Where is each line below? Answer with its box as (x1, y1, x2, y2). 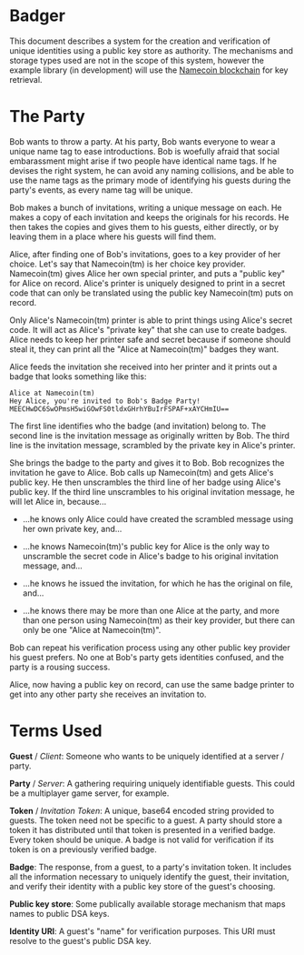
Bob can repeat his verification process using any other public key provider (9, 642, 290, 653)
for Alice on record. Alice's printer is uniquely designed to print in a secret (9, 277, 286, 288)
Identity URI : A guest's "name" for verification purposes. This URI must (9, 925, 276, 937)
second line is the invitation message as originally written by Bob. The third (9, 429, 290, 441)
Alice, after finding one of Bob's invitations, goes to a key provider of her (9, 248, 281, 259)
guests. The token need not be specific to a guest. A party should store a (9, 815, 283, 826)
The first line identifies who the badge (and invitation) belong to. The (9, 420, 266, 431)
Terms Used (9, 720, 103, 741)
